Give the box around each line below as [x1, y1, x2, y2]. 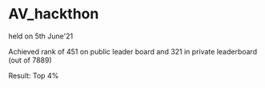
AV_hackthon [8, 5, 99, 23]
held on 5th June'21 [8, 31, 74, 41]
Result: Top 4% [8, 70, 59, 80]
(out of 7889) [8, 55, 52, 65]
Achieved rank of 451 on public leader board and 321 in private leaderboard [8, 46, 258, 56]
